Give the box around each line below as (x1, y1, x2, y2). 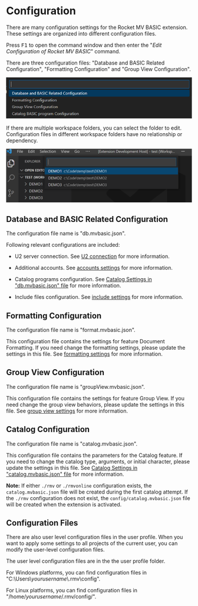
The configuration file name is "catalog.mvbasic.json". (6, 440, 137, 447)
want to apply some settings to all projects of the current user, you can (6, 540, 178, 547)
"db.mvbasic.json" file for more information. (14, 282, 121, 289)
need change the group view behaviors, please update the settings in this (6, 401, 184, 408)
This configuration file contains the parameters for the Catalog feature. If (6, 452, 183, 459)
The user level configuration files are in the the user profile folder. (6, 557, 166, 565)
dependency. (6, 137, 38, 144)
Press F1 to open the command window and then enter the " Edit (6, 41, 162, 49)
